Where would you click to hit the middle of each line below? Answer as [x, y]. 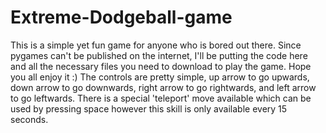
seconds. [29, 119]
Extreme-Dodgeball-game [121, 17]
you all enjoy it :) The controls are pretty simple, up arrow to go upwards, [160, 77]
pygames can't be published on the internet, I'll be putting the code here [159, 55]
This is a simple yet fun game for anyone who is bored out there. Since [156, 45]
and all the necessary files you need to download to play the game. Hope [161, 66]
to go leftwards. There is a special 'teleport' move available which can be [161, 98]
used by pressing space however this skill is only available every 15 [149, 108]
